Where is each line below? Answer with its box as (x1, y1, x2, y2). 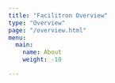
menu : (8, 33, 26, 42)
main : (15, 41, 34, 49)
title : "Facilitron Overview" (8, 11, 109, 20)
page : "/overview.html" (8, 26, 87, 34)
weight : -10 (22, 56, 62, 64)
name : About (22, 48, 62, 56)
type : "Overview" (8, 19, 66, 27)
